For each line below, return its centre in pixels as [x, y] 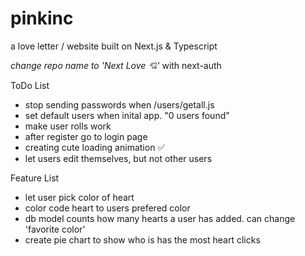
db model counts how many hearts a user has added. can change [160, 218]
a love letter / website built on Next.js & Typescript [114, 46]
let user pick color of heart [79, 197]
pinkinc [42, 18]
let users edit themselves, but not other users [118, 158]
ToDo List [30, 85]
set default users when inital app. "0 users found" [127, 115]
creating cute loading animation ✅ [95, 147]
